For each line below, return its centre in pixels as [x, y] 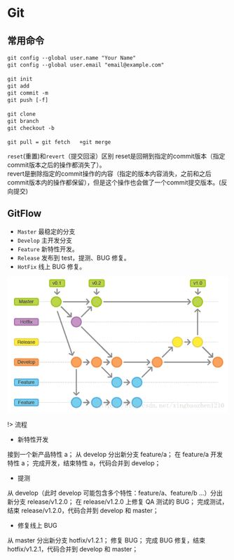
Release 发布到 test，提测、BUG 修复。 [74, 258]
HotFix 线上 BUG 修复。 [51, 266]
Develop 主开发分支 [44, 240]
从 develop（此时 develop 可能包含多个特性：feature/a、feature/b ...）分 [112, 493]
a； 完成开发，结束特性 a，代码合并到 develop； [91, 463]
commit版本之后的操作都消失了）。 [56, 165]
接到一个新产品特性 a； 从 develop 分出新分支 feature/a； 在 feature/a [108, 455]
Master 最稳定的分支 [46, 231]
